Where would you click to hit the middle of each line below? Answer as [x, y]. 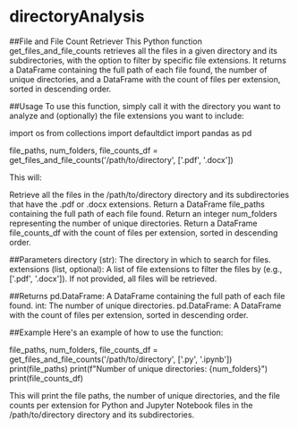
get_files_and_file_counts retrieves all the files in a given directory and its [143, 50]
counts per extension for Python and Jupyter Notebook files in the [131, 405]
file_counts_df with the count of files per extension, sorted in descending [144, 232]
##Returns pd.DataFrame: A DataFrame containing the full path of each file [147, 296]
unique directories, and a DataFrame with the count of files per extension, [145, 79]
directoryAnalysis [77, 17]
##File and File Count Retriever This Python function [106, 41]
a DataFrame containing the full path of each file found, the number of [138, 70]
